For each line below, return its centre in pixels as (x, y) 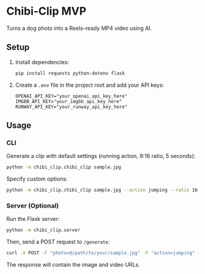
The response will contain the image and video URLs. (73, 265)
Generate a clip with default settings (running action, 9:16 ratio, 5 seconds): (101, 156)
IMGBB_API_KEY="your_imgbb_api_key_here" (68, 101)
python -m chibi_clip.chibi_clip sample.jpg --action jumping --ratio (98, 190)
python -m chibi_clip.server (43, 230)
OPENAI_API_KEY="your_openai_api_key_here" (71, 96)
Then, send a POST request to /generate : (58, 242)
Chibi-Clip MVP (46, 11)
